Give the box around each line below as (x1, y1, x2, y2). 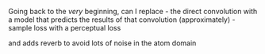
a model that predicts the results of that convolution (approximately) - (8, 15, 236, 24)
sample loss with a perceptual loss (8, 23, 121, 32)
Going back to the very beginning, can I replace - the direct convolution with (8, 7, 258, 16)
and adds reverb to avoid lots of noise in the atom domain (8, 38, 197, 48)
